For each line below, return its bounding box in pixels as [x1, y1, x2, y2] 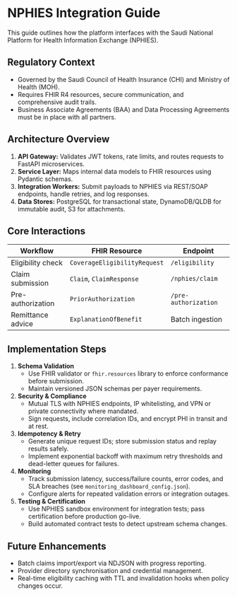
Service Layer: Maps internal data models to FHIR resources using [17, 167, 212, 175]
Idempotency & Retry [17, 429, 81, 438]
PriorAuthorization [69, 295, 135, 303]
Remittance [11, 310, 49, 320]
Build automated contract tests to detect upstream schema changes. [28, 520, 228, 528]
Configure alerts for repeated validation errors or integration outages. [28, 489, 230, 498]
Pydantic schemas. [17, 175, 73, 183]
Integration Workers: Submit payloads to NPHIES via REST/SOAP [17, 182, 208, 190]
